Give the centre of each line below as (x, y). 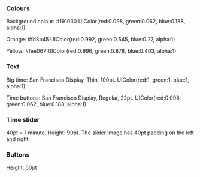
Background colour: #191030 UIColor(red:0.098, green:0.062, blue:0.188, (96, 22)
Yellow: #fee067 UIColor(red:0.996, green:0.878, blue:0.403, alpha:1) (91, 51)
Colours (18, 8)
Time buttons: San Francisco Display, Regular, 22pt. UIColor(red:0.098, (94, 98)
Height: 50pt (22, 168)
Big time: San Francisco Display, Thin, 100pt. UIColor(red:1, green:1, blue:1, (98, 80)
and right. (18, 139)
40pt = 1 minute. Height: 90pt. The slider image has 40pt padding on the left (100, 133)
